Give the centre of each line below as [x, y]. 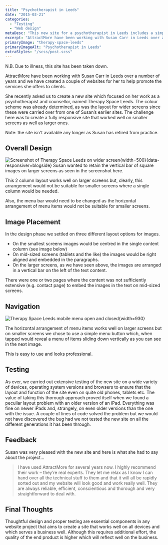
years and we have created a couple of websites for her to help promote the [83, 81]
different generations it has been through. [48, 424]
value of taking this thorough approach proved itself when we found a [77, 397]
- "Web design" [25, 29]
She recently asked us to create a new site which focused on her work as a [82, 96]
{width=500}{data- [139, 160]
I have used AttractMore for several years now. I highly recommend [86, 467]
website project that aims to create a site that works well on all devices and [82, 527]
